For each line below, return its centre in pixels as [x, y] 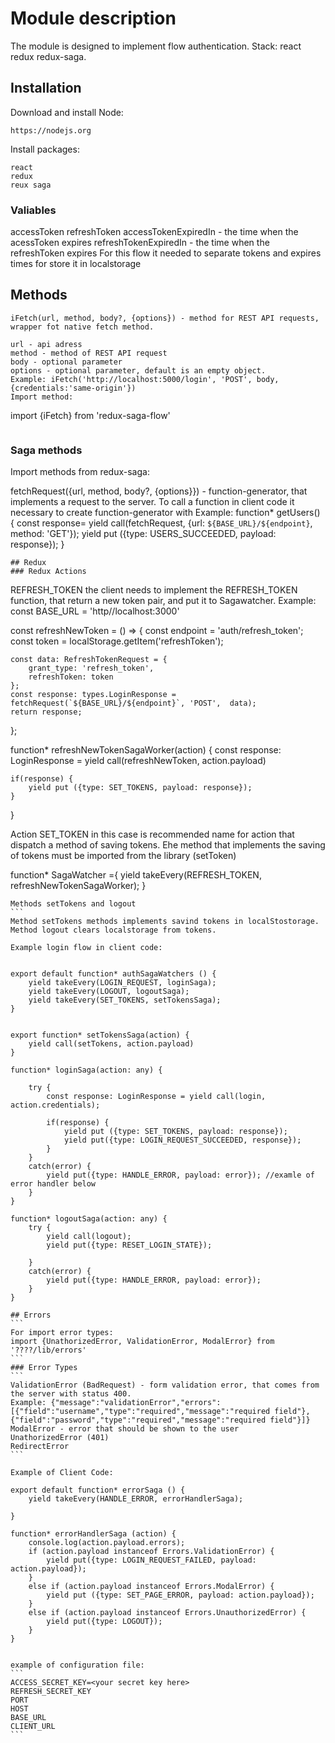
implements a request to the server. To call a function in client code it [152, 502]
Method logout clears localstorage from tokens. [113, 930]
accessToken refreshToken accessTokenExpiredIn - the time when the [154, 232]
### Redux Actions [48, 572]
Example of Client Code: [62, 1473]
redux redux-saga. [48, 56]
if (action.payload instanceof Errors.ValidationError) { [151, 1552]
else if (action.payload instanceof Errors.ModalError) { [151, 1587]
